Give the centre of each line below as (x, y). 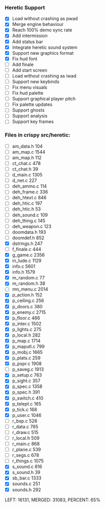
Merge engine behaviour (38, 24)
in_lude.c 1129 (27, 261)
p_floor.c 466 (26, 318)
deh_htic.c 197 (27, 203)
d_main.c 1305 (27, 175)
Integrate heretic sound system (45, 47)
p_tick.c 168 (25, 409)
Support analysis (30, 116)
